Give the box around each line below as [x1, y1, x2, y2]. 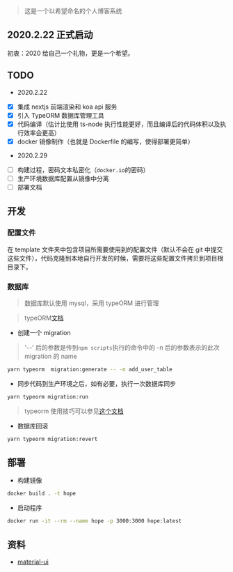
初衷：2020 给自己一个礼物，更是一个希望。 [7, 49, 134, 57]
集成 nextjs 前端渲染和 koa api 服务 [17, 102, 118, 111]
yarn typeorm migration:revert [7, 435, 98, 442]
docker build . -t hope [7, 490, 77, 497]
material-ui [17, 557, 49, 566]
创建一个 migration [17, 329, 71, 337]
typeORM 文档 [24, 314, 64, 323]
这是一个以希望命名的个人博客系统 [24, 7, 122, 15]
